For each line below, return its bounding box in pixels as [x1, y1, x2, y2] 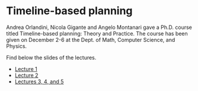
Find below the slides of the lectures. [6, 54, 97, 61]
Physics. [6, 43, 27, 50]
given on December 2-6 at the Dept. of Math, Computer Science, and [6, 36, 175, 43]
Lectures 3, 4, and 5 [14, 78, 64, 85]
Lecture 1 [14, 65, 37, 72]
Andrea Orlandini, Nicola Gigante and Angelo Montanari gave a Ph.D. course [6, 24, 193, 31]
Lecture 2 [14, 71, 39, 79]
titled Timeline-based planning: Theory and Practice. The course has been [6, 30, 188, 37]
